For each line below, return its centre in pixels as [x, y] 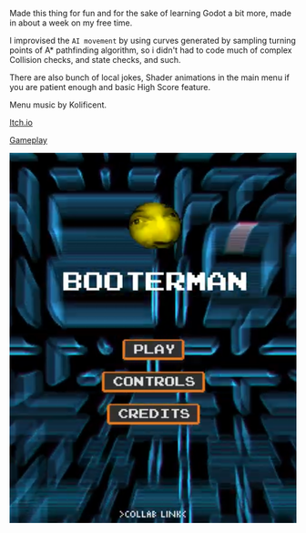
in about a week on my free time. [71, 23]
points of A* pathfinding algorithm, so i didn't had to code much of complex [151, 50]
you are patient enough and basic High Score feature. [110, 87]
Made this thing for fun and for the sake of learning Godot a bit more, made [150, 13]
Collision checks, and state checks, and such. [95, 60]
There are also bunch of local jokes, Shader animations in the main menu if [149, 77]
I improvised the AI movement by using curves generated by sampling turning [153, 41]
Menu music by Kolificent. [58, 105]
